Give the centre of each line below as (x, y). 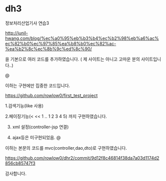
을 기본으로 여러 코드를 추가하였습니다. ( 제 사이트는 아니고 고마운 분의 (73, 59)
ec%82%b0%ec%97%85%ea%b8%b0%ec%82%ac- (61, 43)
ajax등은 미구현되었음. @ (36, 137)
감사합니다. (16, 173)
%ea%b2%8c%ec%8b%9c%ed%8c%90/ (49, 49)
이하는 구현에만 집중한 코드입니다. (38, 86)
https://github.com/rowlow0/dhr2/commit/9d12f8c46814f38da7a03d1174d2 (82, 158)
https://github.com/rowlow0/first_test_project (52, 95)
